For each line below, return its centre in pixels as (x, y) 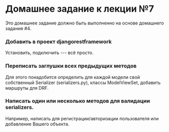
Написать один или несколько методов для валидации (78, 101)
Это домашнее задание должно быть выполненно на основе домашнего (85, 23)
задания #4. (18, 28)
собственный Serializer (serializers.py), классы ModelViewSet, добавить (83, 83)
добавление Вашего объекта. (38, 124)
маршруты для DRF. (27, 88)
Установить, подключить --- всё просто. (50, 53)
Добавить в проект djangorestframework (58, 41)
